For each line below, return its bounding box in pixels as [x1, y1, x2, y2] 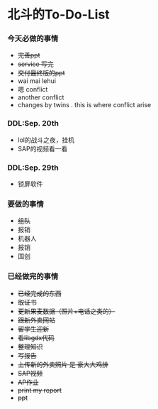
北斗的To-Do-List [7, 6, 110, 23]
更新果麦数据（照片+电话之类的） [17, 307, 115, 315]
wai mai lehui [17, 77, 57, 85]
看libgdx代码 [17, 333, 55, 342]
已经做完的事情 [7, 271, 59, 281]
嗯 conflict [17, 85, 48, 94]
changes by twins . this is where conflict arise [17, 101, 152, 109]
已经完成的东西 [17, 289, 62, 298]
